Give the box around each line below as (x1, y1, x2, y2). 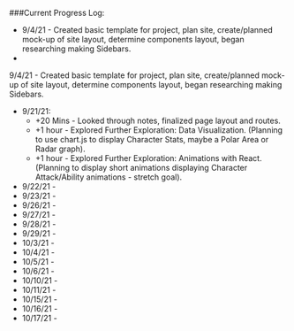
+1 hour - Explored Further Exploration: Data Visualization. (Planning (34, 125, 283, 135)
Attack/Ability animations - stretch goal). (34, 172, 183, 182)
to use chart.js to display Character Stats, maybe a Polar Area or (34, 135, 269, 144)
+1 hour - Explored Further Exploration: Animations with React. (34, 153, 262, 163)
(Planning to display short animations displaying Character (34, 163, 248, 173)
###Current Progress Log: (9, 8, 105, 18)
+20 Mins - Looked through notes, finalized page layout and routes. (34, 115, 281, 126)
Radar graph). (34, 143, 86, 154)
